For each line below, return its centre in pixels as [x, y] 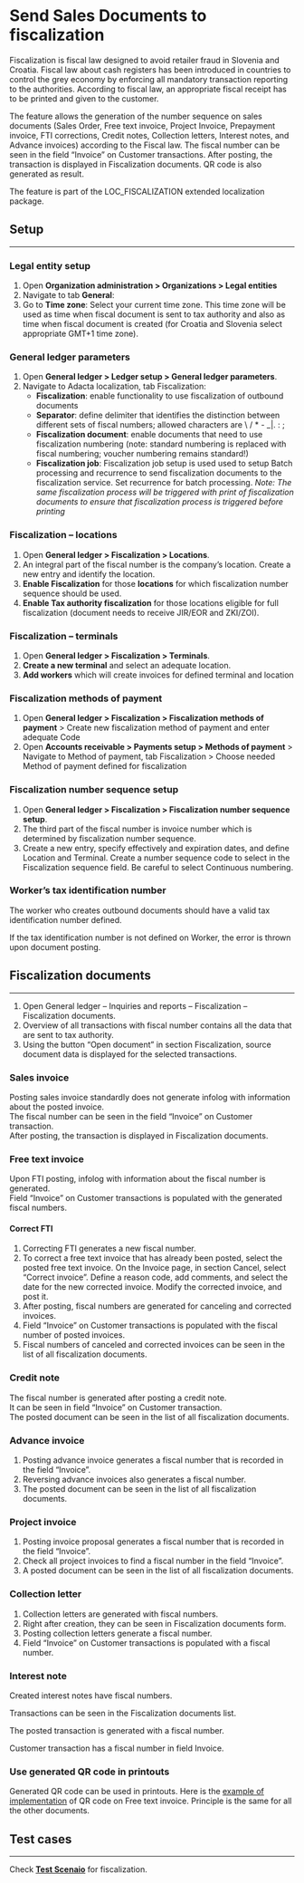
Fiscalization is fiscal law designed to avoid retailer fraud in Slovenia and [144, 60]
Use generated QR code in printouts [90, 1772]
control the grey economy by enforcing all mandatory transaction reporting [149, 79]
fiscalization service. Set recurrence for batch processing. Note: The [164, 483]
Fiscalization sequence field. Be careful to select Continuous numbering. [158, 867]
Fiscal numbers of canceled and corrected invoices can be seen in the [153, 1345]
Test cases [41, 1839]
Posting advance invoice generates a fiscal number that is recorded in [153, 1460]
